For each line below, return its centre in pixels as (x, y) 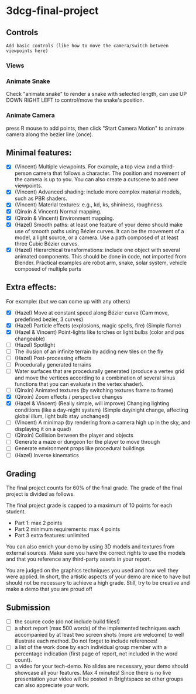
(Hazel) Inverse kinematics (47, 455)
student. (16, 512)
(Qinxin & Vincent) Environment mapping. (64, 218)
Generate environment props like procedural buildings (80, 448)
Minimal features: (39, 152)
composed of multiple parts (48, 269)
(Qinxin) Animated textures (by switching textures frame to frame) (94, 391)
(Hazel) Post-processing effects (53, 358)
